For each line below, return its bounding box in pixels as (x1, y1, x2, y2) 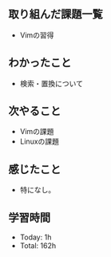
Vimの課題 (19, 127, 54, 136)
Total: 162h (19, 241, 57, 251)
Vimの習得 (19, 30, 54, 40)
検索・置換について (19, 78, 84, 88)
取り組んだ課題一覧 (8, 7, 103, 22)
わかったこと (8, 56, 72, 69)
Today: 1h (19, 232, 52, 242)
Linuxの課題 (19, 136, 60, 146)
